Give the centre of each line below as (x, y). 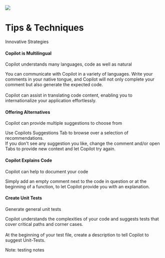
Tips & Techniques (44, 28)
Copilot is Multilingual (28, 53)
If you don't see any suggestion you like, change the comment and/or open (82, 144)
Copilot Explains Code (29, 160)
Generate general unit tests (33, 209)
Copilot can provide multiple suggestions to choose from (64, 123)
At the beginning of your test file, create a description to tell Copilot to (77, 234)
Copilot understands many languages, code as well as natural (68, 64)
